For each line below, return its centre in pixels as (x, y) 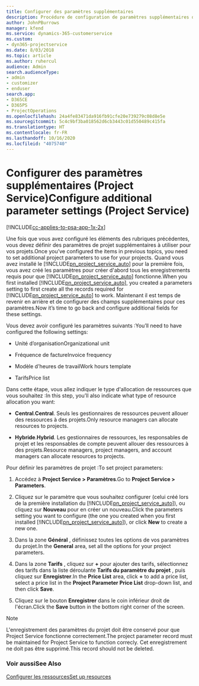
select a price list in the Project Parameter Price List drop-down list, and (103, 582)
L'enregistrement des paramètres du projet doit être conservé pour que (93, 629)
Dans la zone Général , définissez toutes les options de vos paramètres (102, 540)
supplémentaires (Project (70, 186)
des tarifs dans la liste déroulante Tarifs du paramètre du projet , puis (100, 570)
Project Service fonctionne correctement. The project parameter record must (99, 636)
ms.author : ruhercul (32, 61)
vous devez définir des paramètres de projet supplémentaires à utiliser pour (99, 245)
